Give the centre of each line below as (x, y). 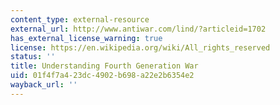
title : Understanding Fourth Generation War (104, 66)
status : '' (33, 57)
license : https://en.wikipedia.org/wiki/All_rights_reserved (140, 47)
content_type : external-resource (80, 19)
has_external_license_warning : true (86, 38)
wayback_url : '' (44, 85)
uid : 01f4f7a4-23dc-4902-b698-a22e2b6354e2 (102, 76)
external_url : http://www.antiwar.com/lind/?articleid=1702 (138, 29)
